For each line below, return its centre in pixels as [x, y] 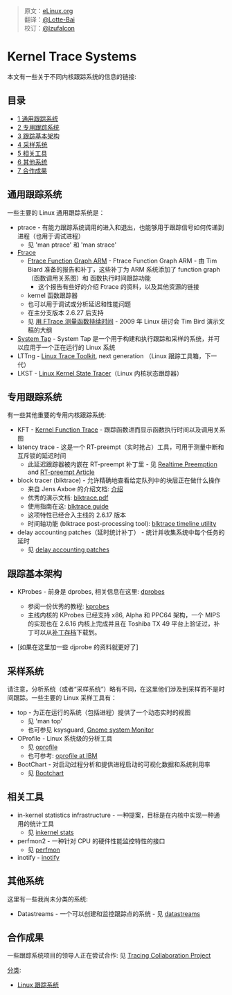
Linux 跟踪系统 [38, 985]
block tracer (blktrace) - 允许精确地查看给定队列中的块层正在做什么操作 [119, 480]
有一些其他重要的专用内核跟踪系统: [57, 415]
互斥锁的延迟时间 [42, 456]
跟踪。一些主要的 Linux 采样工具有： [65, 698]
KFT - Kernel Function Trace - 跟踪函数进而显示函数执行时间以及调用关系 [121, 430]
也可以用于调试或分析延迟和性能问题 [79, 303]
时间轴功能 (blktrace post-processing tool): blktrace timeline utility [122, 524]
